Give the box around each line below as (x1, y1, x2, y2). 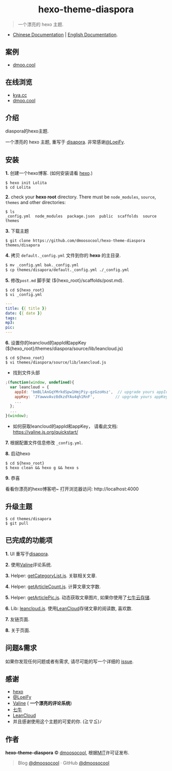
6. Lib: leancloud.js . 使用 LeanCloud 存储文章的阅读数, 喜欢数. (5, 605, 133, 611)
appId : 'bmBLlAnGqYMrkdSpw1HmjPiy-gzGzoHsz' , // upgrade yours (14, 389, 155, 394)
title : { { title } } (5, 306, 47, 311)
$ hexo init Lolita (5, 180, 47, 186)
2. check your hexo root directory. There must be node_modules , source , (5, 194, 156, 200)
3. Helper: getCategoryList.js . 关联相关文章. (5, 572, 97, 579)
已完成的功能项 (5, 536, 53, 545)
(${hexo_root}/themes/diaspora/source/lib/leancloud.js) (5, 345, 123, 352)
